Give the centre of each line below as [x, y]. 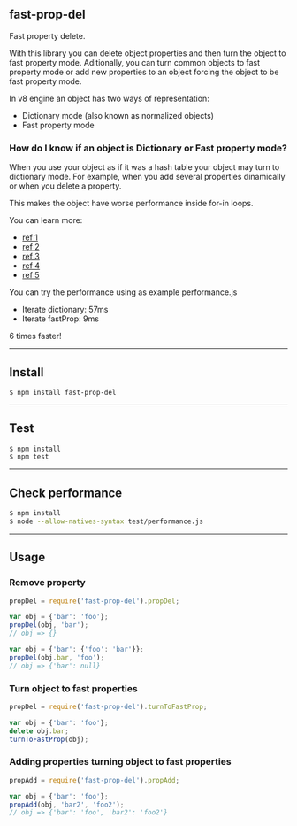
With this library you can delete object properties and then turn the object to [148, 53]
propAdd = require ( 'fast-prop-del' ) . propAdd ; [94, 780]
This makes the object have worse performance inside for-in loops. [131, 204]
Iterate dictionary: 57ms [65, 310]
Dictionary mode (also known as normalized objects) [118, 115]
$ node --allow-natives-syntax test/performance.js [106, 521]
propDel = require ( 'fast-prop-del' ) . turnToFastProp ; [108, 707]
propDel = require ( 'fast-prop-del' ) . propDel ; [94, 601]
